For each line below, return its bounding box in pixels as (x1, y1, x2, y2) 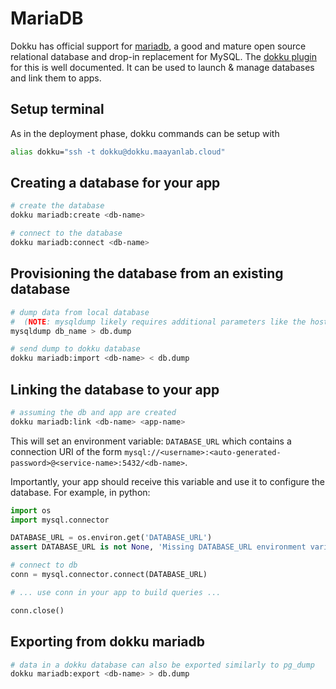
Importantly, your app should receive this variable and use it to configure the (10, 475, 325, 487)
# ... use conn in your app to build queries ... (10, 587, 222, 597)
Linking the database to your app (10, 381, 220, 398)
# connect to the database (10, 228, 123, 239)
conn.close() (10, 605, 65, 616)
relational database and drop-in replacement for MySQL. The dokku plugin (10, 50, 317, 62)
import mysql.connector (10, 515, 110, 525)
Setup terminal (10, 101, 105, 118)
